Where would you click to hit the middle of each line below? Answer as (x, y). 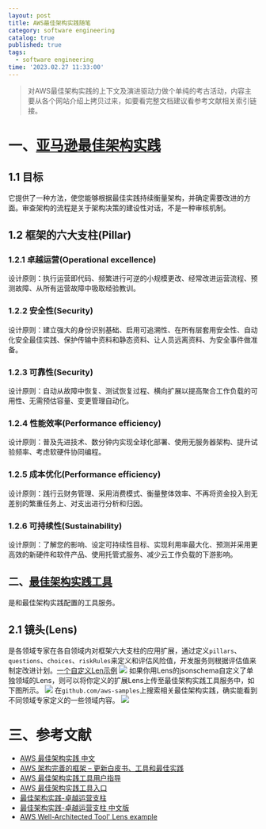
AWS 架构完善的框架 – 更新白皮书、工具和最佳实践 (102, 768)
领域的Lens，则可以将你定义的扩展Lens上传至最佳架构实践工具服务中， (131, 680)
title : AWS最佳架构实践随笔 (49, 23)
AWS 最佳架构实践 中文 (57, 758)
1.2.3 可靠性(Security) (51, 372)
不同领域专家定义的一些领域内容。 (64, 700)
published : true (35, 45)
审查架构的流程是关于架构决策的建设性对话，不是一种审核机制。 (126, 208)
